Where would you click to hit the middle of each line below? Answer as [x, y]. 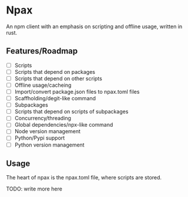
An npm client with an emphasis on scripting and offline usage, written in [94, 26]
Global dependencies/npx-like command [64, 125]
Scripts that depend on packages [55, 72]
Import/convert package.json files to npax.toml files [77, 92]
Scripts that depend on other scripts [58, 78]
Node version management [48, 131]
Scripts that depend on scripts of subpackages [71, 111]
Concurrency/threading [43, 118]
